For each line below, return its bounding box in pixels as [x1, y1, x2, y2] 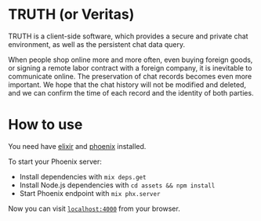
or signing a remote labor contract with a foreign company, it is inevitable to [8, 63, 252, 72]
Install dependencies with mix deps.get [19, 172, 147, 181]
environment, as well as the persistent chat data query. [8, 39, 186, 49]
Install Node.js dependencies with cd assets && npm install [19, 180, 216, 190]
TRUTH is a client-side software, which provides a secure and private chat [8, 31, 248, 41]
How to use [8, 116, 83, 134]
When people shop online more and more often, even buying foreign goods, [8, 55, 253, 64]
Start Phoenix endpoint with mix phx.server [19, 188, 161, 197]
